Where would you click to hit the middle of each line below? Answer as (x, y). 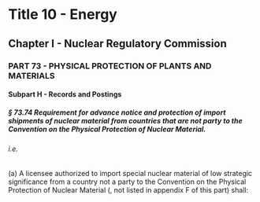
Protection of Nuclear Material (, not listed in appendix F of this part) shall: (128, 189)
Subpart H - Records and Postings (65, 94)
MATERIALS (32, 75)
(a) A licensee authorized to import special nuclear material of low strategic (130, 173)
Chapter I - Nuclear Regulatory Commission (117, 44)
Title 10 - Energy (63, 15)
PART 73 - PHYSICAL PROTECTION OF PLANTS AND (110, 66)
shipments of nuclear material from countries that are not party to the (125, 120)
